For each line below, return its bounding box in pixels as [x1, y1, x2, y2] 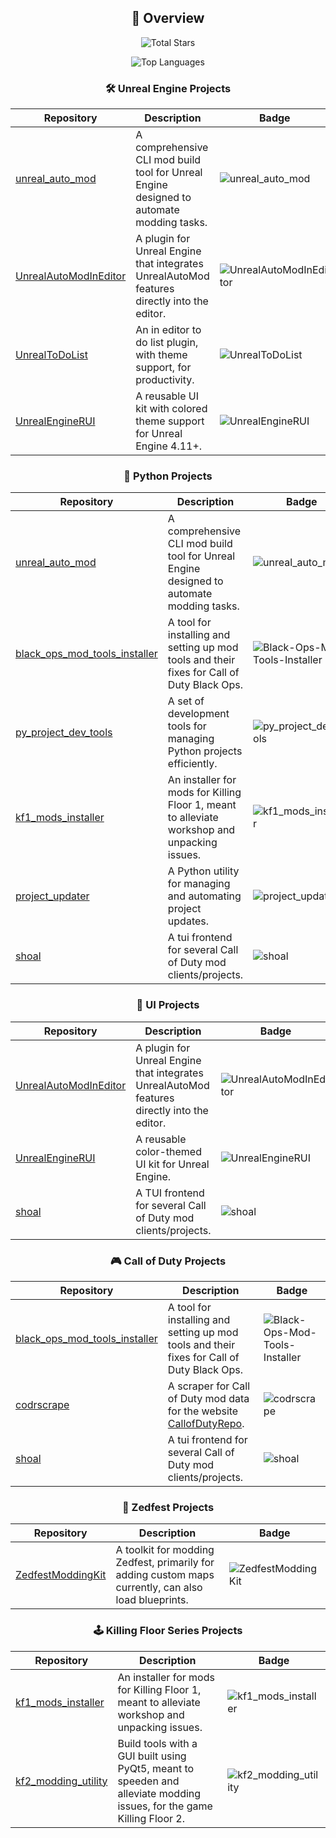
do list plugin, [135, 336, 199, 350]
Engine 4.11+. [135, 439, 203, 453]
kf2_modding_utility [15, 1774, 108, 1788]
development [167, 707, 230, 721]
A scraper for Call [167, 1379, 251, 1393]
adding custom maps [115, 1568, 215, 1582]
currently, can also [115, 1581, 203, 1595]
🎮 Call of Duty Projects [109, 1254, 227, 1268]
